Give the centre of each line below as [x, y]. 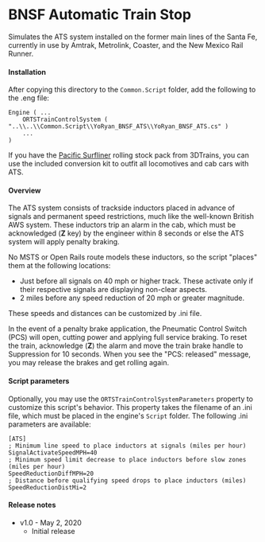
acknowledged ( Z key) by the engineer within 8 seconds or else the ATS [126, 233]
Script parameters [39, 380]
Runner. [21, 53]
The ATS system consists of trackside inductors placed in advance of [122, 208]
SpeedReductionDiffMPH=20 [51, 474]
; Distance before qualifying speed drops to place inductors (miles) [127, 480]
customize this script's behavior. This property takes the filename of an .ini [130, 407]
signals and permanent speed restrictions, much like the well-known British [131, 216]
